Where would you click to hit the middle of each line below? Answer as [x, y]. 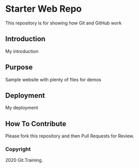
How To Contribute [36, 123]
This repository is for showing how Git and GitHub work [63, 23]
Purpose [19, 67]
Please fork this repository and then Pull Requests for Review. [70, 136]
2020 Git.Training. [24, 160]
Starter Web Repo [44, 9]
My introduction [22, 51]
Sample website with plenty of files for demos [53, 79]
